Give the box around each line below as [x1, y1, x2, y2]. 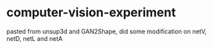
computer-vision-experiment [6, 5, 176, 20]
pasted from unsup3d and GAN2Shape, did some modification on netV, [6, 27, 207, 35]
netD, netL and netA [6, 34, 63, 42]
